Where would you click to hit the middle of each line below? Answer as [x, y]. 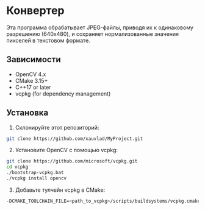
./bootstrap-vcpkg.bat [35, 173]
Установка [27, 113]
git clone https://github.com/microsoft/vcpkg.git [72, 161]
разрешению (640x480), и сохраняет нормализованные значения [92, 33]
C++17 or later [33, 87]
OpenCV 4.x [31, 74]
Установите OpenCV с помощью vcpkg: [66, 150]
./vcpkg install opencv [37, 178]
